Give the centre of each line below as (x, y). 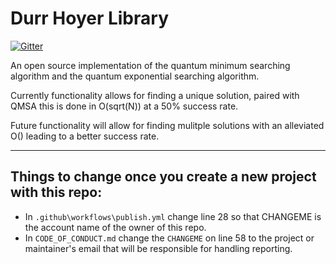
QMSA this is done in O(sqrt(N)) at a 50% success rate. (124, 106)
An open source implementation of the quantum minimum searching (150, 65)
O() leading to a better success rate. (85, 136)
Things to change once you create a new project (163, 177)
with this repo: (56, 192)
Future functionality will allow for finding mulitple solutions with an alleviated (167, 125)
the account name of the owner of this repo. (115, 227)
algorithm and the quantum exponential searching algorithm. (135, 76)
